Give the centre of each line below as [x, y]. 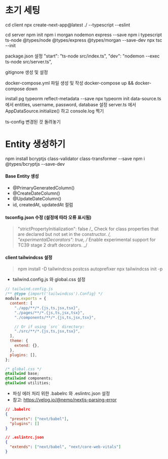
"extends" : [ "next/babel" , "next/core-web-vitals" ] [66, 447]
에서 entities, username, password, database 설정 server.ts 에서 [71, 104]
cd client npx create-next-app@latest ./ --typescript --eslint [68, 25]
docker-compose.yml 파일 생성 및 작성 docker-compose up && [70, 83]
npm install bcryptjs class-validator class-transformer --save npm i [75, 159]
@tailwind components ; [29, 378]
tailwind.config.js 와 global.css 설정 [49, 280]
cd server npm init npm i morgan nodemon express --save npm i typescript [83, 35]
